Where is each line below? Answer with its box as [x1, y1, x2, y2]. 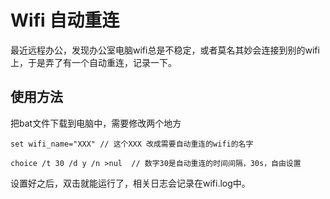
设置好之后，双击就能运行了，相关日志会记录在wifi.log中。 [10, 177, 251, 189]
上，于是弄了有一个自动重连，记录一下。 [10, 56, 177, 68]
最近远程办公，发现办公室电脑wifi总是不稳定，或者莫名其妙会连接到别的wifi [10, 44, 320, 56]
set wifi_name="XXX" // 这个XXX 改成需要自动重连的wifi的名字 [10, 139, 254, 149]
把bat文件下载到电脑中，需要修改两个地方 [10, 117, 182, 129]
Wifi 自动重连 [10, 9, 120, 32]
